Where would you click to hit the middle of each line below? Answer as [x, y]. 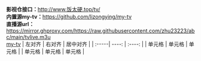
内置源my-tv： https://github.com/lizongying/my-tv [69, 17]
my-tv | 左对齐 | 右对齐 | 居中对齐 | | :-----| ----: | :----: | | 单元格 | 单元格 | [97, 44]
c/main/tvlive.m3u [28, 37]
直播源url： [20, 24]
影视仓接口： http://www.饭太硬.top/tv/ [53, 9]
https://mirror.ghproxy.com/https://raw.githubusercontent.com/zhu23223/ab [100, 31]
